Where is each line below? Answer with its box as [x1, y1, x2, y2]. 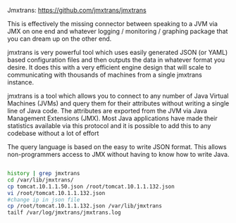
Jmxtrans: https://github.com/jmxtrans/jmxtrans [7, 6, 147, 14]
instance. [7, 78, 35, 87]
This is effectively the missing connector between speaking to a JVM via [7, 20, 218, 27]
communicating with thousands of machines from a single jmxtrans [7, 70, 202, 79]
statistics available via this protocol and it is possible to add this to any [7, 122, 211, 129]
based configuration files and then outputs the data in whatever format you [7, 56, 225, 64]
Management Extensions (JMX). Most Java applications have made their [7, 114, 218, 122]
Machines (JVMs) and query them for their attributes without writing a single [7, 99, 230, 108]
